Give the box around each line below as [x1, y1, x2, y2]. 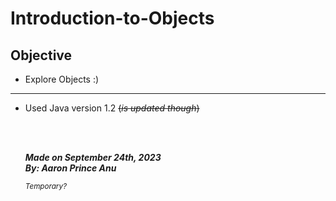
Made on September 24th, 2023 [24, 152, 162, 163]
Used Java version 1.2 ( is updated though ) [24, 102, 200, 114]
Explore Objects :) [24, 73, 100, 85]
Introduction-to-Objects [10, 7, 215, 30]
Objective [10, 47, 73, 64]
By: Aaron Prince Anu [24, 162, 117, 174]
